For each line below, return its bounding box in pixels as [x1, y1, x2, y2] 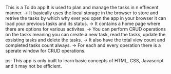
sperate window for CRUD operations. [5, 48, 86, 54]
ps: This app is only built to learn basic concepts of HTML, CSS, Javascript [5, 58, 164, 63]
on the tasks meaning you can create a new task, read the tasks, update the [5, 32, 166, 37]
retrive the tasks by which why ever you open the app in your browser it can [5, 15, 166, 21]
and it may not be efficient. [5, 63, 62, 69]
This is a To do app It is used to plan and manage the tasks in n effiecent [5, 5, 159, 10]
